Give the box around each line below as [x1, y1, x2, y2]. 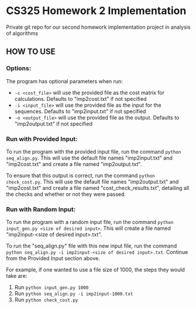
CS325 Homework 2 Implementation [6, 4, 187, 18]
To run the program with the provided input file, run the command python [6, 148, 181, 155]
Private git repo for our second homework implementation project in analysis [6, 23, 191, 30]
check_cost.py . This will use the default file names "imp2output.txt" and [6, 178, 179, 185]
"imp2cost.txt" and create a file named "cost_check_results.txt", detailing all [6, 184, 190, 191]
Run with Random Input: [6, 205, 76, 213]
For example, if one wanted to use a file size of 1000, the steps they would [6, 266, 185, 273]
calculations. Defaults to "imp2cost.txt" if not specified [14, 95, 147, 102]
